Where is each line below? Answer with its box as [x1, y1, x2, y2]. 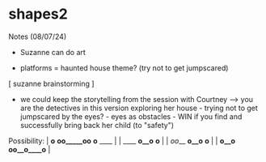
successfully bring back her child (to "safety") [19, 120, 175, 130]
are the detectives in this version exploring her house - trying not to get [19, 103, 259, 113]
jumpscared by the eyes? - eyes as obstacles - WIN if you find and [19, 111, 243, 122]
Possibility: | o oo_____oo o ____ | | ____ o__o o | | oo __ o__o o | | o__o [8, 135, 236, 146]
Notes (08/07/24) [8, 32, 67, 41]
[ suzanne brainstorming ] [8, 79, 95, 88]
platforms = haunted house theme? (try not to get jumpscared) [19, 62, 229, 73]
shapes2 [8, 5, 69, 23]
